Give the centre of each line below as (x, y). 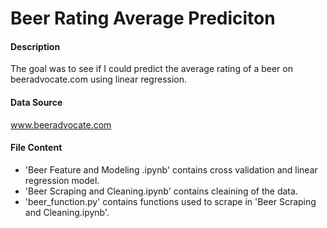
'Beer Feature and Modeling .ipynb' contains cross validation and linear (171, 169)
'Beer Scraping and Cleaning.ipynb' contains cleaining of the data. (161, 191)
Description (35, 46)
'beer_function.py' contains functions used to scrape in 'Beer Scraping (170, 201)
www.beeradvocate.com (61, 124)
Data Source (36, 102)
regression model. (62, 180)
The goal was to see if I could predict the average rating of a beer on (151, 69)
